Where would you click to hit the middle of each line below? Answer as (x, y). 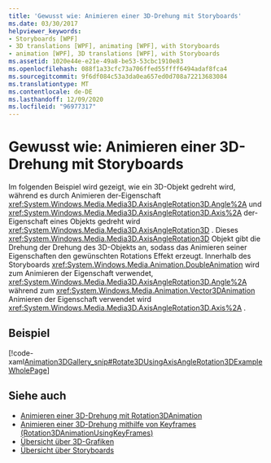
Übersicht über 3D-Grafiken (67, 441)
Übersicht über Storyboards (67, 450)
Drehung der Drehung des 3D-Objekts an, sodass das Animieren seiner (128, 247)
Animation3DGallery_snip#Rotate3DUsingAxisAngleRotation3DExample (143, 361)
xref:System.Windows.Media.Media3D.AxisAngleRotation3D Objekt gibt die (135, 239)
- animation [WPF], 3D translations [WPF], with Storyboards (114, 54)
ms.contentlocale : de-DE (50, 92)
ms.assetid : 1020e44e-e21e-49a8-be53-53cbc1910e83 (96, 62)
